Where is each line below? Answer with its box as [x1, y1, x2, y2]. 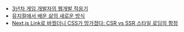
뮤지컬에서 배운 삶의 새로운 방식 [11, 12, 85, 19]
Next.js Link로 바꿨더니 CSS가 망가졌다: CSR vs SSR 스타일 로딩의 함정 [11, 20, 178, 26]
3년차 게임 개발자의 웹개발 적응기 [11, 5, 88, 12]
